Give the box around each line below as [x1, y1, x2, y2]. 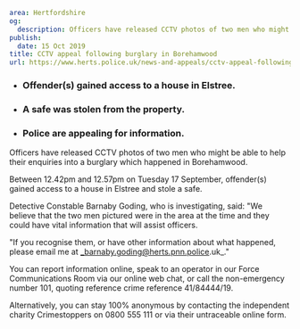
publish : [9, 33, 42, 42]
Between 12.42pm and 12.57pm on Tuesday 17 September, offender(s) [9, 174, 268, 185]
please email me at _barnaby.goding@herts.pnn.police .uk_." [9, 246, 229, 258]
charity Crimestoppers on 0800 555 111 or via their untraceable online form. [9, 309, 287, 320]
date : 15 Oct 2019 [17, 41, 87, 51]
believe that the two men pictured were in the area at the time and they [9, 210, 270, 221]
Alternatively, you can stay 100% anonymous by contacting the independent [9, 300, 290, 311]
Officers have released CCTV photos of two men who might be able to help [9, 147, 286, 158]
